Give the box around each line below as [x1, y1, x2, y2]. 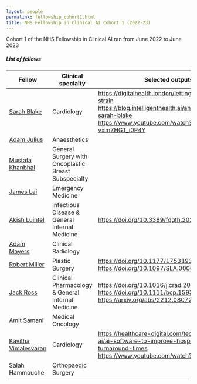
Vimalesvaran [9, 345, 47, 353]
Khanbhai [9, 163, 35, 172]
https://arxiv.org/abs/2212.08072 [97, 296, 192, 304]
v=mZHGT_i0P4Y [97, 126, 146, 134]
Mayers [9, 248, 30, 256]
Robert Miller [9, 261, 45, 269]
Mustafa [9, 156, 32, 165]
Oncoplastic [52, 160, 86, 168]
